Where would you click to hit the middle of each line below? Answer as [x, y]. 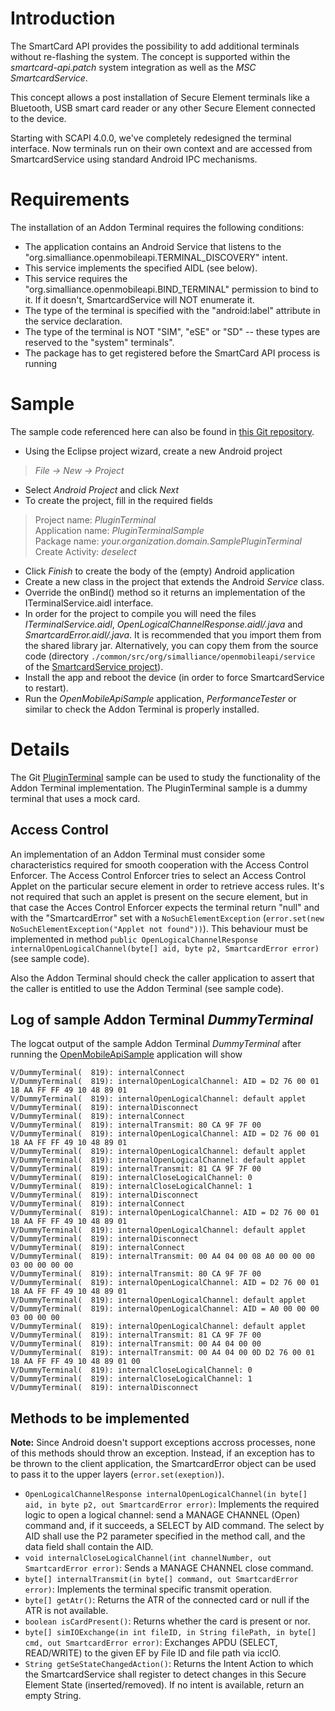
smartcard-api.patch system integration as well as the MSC [133, 67]
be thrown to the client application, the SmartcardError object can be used [163, 1464]
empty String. [53, 1696]
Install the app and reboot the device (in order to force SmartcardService [174, 677]
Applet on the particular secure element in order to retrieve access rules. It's [167, 886]
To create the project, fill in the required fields [118, 500]
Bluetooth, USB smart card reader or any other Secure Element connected [163, 108]
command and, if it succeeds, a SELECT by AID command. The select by [174, 1526]
